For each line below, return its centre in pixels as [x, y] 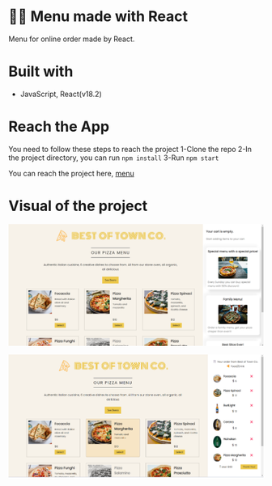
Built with [41, 72]
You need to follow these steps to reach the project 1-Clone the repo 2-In [130, 149]
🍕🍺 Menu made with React [98, 17]
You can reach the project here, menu [72, 173]
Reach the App [59, 127]
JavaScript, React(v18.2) [61, 94]
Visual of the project [78, 206]
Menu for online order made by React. [72, 39]
